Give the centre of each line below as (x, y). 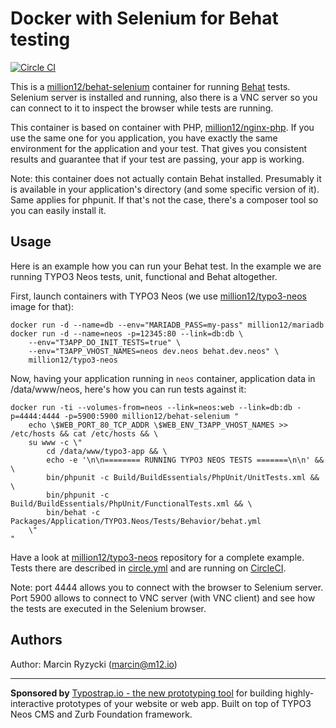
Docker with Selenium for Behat (144, 18)
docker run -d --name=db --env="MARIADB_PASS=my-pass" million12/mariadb (167, 325)
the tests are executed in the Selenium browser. (108, 608)
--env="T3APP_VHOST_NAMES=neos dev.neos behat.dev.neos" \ (154, 351)
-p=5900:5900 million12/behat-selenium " (151, 416)
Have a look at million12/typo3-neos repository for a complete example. (157, 557)
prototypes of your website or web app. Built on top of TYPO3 (184, 703)
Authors (36, 640)
